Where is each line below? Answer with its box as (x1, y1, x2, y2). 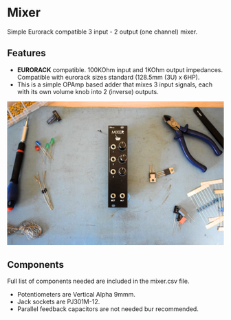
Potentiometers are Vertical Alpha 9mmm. (16, 290, 136, 299)
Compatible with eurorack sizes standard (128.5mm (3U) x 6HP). (16, 73, 200, 81)
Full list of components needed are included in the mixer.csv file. (7, 277, 190, 286)
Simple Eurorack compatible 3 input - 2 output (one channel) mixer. (7, 27, 198, 36)
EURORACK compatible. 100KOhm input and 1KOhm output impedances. (16, 65, 223, 73)
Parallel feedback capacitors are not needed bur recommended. (16, 305, 199, 313)
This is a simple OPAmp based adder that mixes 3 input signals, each (16, 80, 213, 89)
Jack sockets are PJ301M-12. (16, 297, 100, 306)
